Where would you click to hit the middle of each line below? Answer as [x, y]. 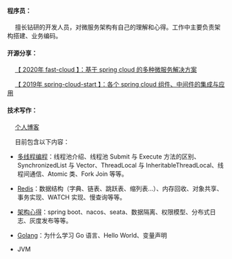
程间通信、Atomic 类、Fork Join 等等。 [72, 174]
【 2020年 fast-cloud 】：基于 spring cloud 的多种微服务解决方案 [106, 70]
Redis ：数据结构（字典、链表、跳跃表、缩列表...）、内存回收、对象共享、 [120, 188]
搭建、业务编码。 [37, 36]
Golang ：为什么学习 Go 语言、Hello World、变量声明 [92, 235]
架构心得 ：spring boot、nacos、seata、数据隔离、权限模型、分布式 [114, 212]
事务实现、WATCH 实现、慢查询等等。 [71, 197]
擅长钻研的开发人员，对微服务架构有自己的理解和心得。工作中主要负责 [115, 27]
